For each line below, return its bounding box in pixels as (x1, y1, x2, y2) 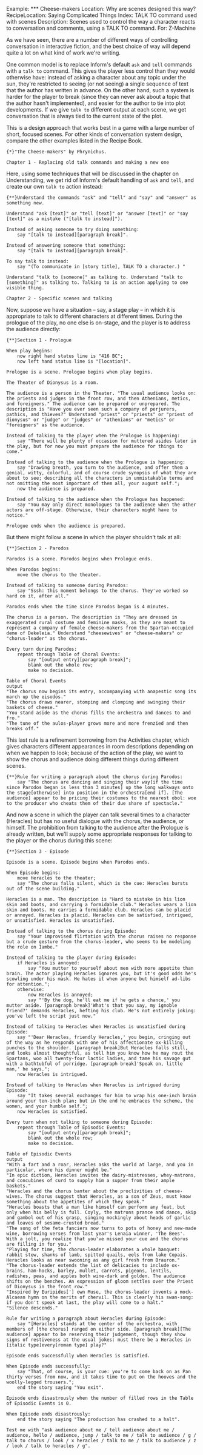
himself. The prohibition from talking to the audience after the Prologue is (6, 824, 189, 831)
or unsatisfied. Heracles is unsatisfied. (6, 918, 115, 924)
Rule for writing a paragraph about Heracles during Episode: (6, 1316, 167, 1322)
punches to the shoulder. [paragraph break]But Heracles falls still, (6, 1045, 188, 1051)
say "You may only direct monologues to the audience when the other (17, 502, 197, 508)
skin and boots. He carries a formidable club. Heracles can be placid (6, 907, 191, 913)
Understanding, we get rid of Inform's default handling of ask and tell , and (6, 176, 194, 184)
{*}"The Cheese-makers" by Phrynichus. (6, 149, 107, 155)
